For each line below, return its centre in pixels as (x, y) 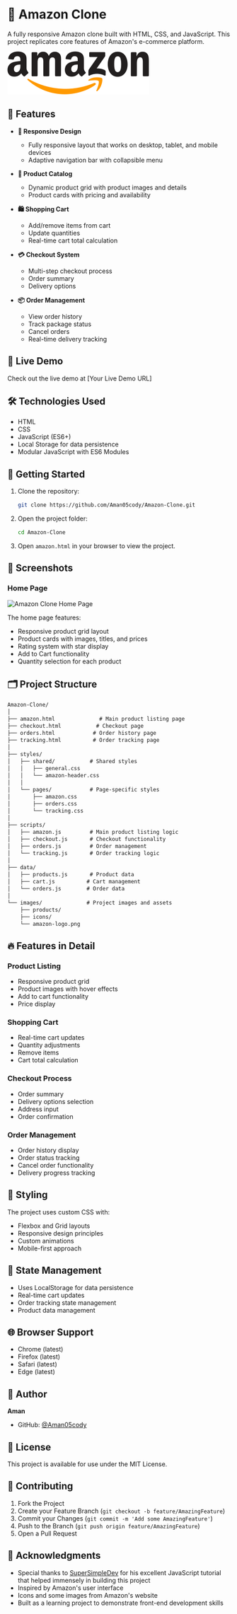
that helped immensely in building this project (84, 1580)
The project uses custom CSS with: (59, 1212)
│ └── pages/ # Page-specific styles (83, 790)
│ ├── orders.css (42, 804)
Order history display (48, 1150)
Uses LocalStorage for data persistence (75, 1287)
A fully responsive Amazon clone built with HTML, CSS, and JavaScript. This (119, 34)
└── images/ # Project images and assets (90, 903)
